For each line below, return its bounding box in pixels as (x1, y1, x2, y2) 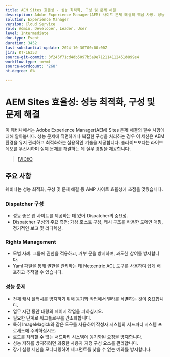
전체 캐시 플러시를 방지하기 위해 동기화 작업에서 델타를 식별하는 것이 (12, 296, 147, 302)
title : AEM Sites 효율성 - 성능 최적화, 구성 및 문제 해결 (5, 7, 116, 13)
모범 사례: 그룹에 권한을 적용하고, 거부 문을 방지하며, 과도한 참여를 (12, 250, 142, 256)
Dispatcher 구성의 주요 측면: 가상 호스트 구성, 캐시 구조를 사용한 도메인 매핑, (12, 219, 163, 225)
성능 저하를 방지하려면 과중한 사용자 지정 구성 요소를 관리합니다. (12, 340, 138, 346)
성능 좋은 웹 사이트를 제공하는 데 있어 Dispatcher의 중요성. (12, 213, 129, 219)
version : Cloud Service (5, 21, 56, 27)
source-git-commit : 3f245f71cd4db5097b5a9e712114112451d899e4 (5, 54, 139, 60)
